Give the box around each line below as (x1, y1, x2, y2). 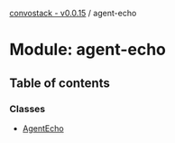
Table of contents (9, 75, 110, 91)
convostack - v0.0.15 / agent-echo (9, 8, 137, 18)
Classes (9, 102, 46, 115)
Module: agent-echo (9, 40, 167, 60)
